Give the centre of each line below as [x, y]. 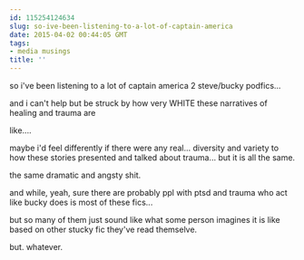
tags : [20, 43]
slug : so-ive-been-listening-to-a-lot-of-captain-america [121, 26]
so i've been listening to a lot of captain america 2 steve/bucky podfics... [145, 86]
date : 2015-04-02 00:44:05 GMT [69, 34]
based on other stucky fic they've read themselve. [103, 229]
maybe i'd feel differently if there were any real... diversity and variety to [144, 148]
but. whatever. [36, 247]
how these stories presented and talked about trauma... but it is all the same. [152, 158]
